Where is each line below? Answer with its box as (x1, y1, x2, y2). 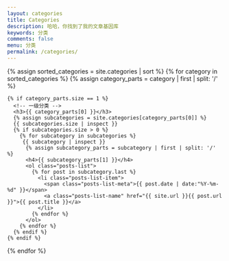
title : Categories (7, 16, 60, 23)
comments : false (7, 36, 53, 43)
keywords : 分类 (7, 29, 49, 36)
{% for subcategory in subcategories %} (19, 132, 136, 139)
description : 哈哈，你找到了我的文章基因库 (7, 23, 119, 30)
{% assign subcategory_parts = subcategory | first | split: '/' (25, 144, 216, 151)
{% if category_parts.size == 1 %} (7, 95, 109, 102)
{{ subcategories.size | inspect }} (13, 120, 118, 127)
